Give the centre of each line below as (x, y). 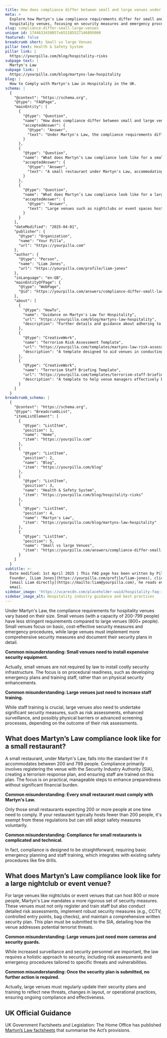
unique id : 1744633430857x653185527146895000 (53, 33)
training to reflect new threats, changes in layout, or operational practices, (81, 992)
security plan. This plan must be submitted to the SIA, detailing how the (78, 922)
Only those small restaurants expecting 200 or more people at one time (78, 809)
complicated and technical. (34, 840)
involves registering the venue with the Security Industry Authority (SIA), (80, 769)
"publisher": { (30, 232)
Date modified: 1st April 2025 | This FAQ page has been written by (82, 573)
